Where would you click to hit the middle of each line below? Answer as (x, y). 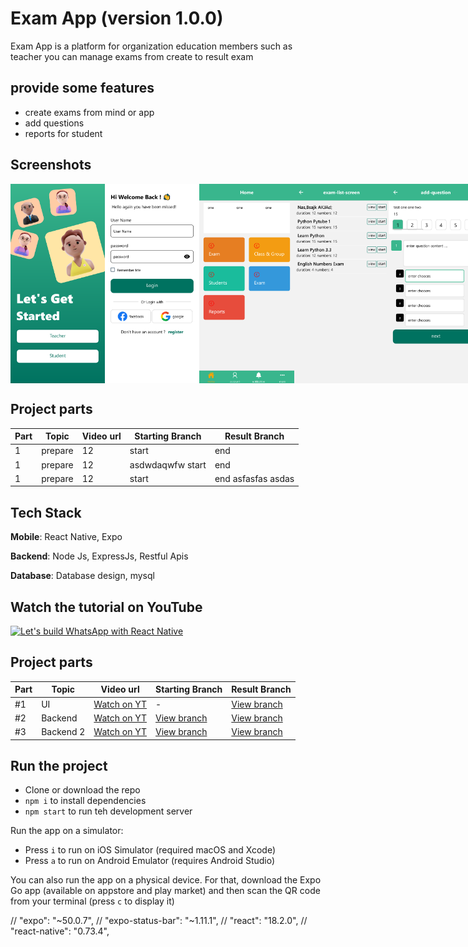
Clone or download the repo (82, 790)
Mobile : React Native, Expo (66, 537)
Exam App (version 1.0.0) (117, 18)
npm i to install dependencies (85, 801)
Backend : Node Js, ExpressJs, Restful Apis (99, 556)
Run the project (59, 765)
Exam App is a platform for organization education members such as (151, 46)
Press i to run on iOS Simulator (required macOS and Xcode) (150, 850)
